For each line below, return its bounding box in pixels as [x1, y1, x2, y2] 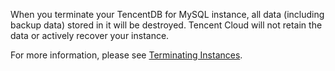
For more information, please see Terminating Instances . [10, 49, 243, 61]
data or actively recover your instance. [10, 30, 170, 41]
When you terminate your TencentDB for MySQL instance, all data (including [10, 9, 325, 20]
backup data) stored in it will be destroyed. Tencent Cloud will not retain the [10, 19, 323, 31]
